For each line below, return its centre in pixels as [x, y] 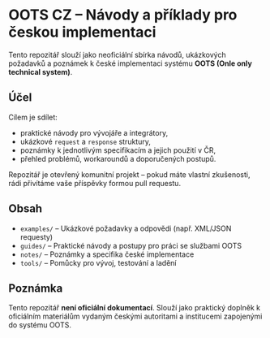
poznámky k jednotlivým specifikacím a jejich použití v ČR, [118, 150]
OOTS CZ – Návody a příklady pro [123, 15]
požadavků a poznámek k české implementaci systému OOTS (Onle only [131, 63]
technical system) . [41, 71]
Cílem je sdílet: [33, 117]
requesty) [36, 236]
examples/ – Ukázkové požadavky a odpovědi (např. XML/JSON [126, 228]
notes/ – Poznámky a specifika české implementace [107, 254]
